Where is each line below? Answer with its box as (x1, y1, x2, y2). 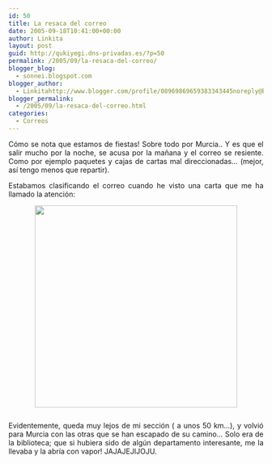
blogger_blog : (8, 65, 57, 73)
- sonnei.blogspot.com (15, 72, 92, 80)
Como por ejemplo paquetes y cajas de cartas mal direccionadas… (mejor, (8, 156, 264, 166)
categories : (8, 110, 49, 118)
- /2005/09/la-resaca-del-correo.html (15, 102, 147, 110)
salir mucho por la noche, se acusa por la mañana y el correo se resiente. (8, 147, 264, 158)
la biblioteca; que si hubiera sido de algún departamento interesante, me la (8, 437, 264, 447)
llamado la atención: (8, 189, 75, 199)
